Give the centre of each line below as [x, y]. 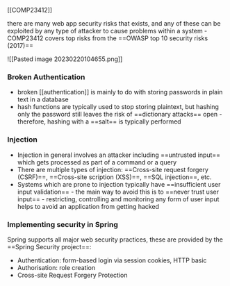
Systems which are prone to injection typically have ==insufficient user [119, 184]
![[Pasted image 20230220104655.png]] [65, 59]
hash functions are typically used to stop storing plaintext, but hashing [118, 107]
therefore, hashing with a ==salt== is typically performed [99, 121]
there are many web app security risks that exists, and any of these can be [114, 23]
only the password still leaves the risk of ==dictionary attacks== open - [120, 115]
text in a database [43, 99]
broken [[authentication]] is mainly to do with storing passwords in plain [120, 92]
